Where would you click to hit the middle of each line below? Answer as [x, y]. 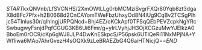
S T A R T [15, 9]
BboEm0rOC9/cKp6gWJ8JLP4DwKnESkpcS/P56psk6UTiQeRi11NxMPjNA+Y [101, 34]
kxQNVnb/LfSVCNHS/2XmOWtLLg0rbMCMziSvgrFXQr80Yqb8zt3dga [110, 9]
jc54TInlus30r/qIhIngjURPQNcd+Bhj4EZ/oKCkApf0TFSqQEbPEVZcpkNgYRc [101, 21]
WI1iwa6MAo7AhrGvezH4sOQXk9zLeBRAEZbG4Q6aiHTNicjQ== [86, 41]
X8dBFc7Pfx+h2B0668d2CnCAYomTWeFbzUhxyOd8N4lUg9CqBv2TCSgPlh [101, 15]
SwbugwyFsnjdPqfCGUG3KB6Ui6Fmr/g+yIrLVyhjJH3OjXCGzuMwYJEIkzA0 [100, 28]
